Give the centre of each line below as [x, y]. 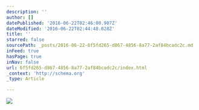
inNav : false [23, 62]
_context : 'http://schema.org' [46, 73]
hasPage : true [24, 57]
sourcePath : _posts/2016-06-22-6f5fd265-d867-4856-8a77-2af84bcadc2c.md [100, 46]
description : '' [27, 12]
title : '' [19, 34]
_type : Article [25, 79]
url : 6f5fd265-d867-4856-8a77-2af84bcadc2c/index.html [77, 68]
